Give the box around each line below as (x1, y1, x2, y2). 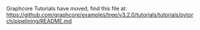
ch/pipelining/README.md (6, 18, 72, 24)
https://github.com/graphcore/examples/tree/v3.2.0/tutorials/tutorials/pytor (6, 11, 194, 18)
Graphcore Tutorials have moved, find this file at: (6, 5, 128, 12)
